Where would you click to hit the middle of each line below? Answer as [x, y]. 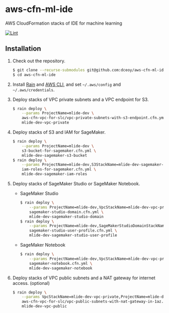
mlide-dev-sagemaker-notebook [61, 268]
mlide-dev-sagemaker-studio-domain [67, 217]
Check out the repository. [39, 61]
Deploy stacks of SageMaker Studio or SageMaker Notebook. [76, 184]
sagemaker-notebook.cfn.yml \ [61, 263]
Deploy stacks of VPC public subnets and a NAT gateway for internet [84, 278]
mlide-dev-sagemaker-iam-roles [55, 174]
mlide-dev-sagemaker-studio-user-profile [73, 235]
